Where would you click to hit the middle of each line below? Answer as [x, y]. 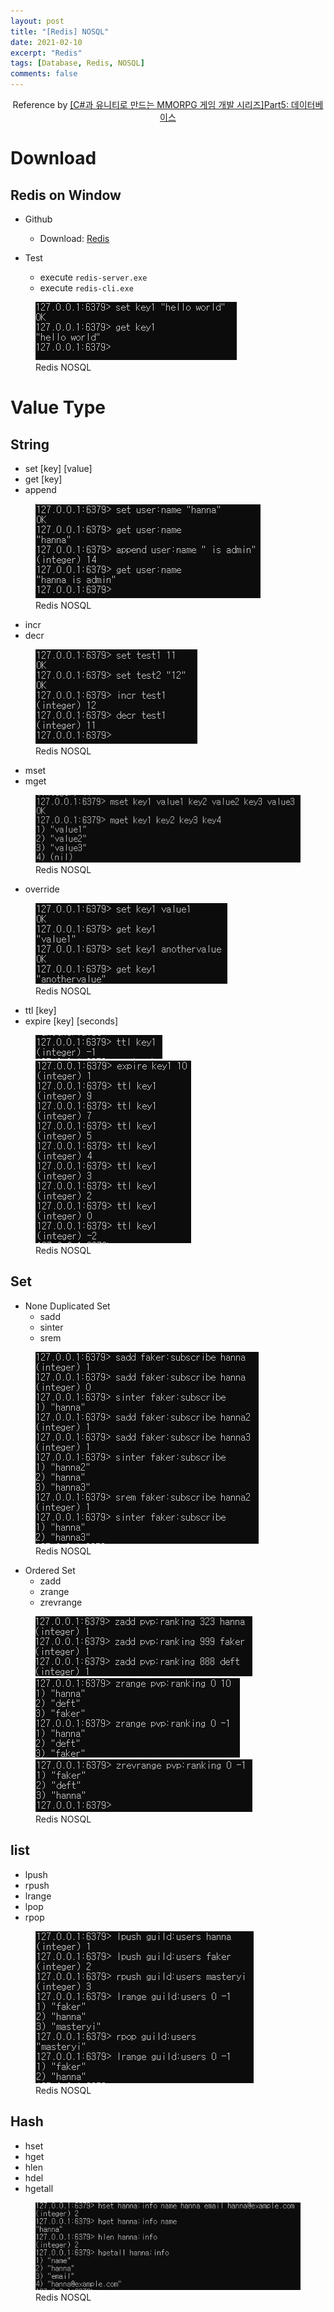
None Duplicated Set [67, 1306]
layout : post [37, 21]
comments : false [44, 74]
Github [38, 219]
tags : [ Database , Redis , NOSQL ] [77, 63]
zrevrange [61, 1602]
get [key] [43, 479]
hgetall [39, 2188]
